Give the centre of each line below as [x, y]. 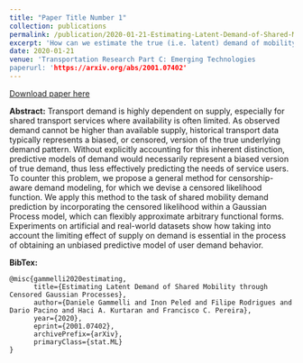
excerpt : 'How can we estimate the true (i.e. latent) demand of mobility [153, 43]
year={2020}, [58, 318]
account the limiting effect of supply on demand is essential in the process [148, 235]
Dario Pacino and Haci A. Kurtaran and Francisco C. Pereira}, [131, 310]
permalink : [30, 34]
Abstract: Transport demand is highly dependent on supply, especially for [147, 111]
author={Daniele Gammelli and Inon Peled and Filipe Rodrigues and [163, 303]
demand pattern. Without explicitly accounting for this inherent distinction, [147, 149]
